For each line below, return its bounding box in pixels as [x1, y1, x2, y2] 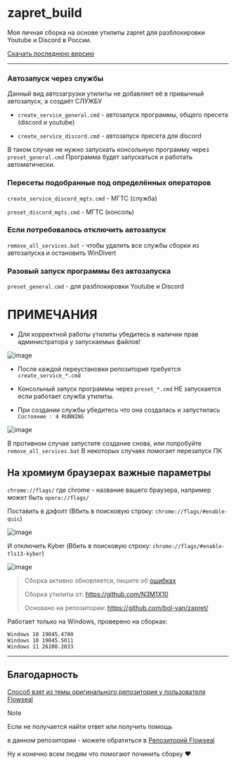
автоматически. [7, 160, 55, 169]
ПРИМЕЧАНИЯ [7, 307, 98, 323]
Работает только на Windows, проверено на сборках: [7, 617, 168, 626]
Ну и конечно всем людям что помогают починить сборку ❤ [7, 750, 192, 758]
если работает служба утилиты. [17, 392, 114, 400]
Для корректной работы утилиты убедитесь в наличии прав [17, 330, 199, 339]
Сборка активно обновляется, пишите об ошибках [24, 576, 176, 585]
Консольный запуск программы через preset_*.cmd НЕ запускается [17, 385, 221, 393]
